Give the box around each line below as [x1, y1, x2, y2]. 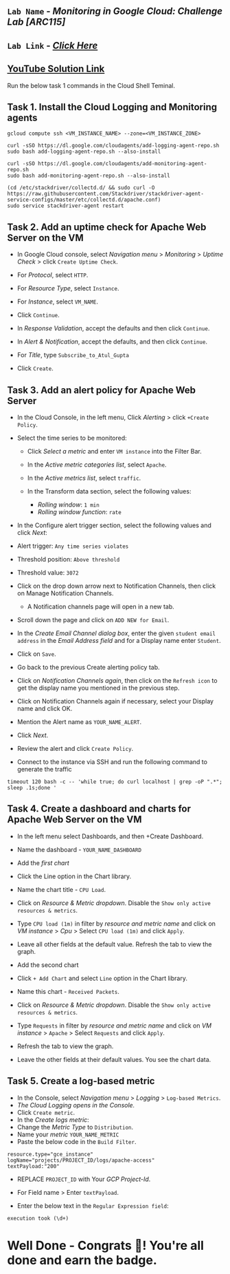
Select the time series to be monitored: [16, 434, 127, 443]
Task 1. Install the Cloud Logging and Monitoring [7, 101, 218, 113]
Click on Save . [16, 650, 56, 658]
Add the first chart [16, 858, 70, 867]
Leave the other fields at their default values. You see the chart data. [16, 1055, 211, 1063]
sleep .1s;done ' [7, 785, 57, 792]
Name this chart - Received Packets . [16, 987, 120, 995]
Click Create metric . [16, 1108, 76, 1116]
